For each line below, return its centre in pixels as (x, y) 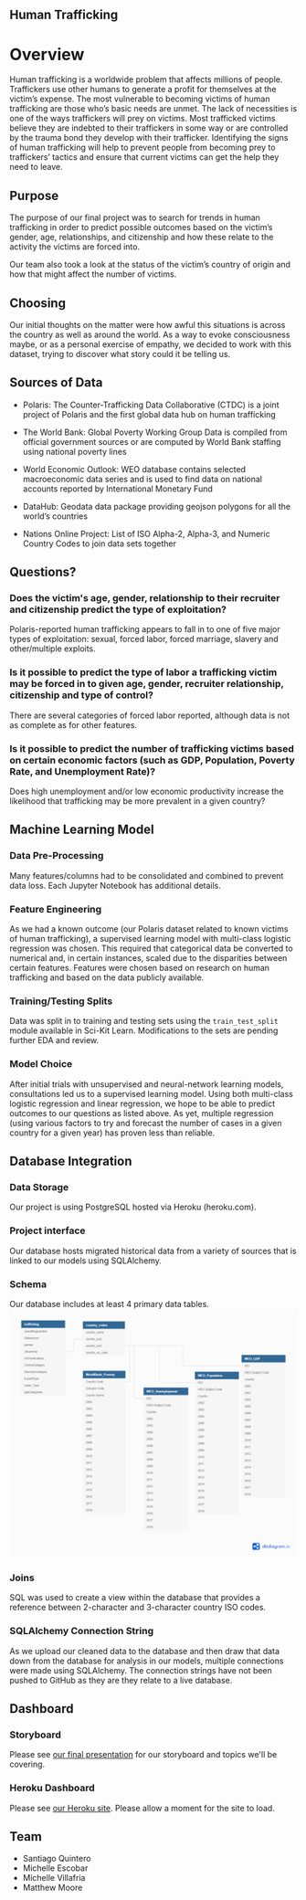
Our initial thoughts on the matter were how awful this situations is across (148, 324)
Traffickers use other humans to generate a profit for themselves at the (143, 90)
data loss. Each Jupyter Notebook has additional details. (116, 885)
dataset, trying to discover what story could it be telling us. (120, 354)
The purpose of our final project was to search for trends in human (135, 217)
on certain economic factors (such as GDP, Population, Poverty (152, 760)
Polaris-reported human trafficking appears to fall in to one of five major (145, 629)
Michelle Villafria (54, 1878)
